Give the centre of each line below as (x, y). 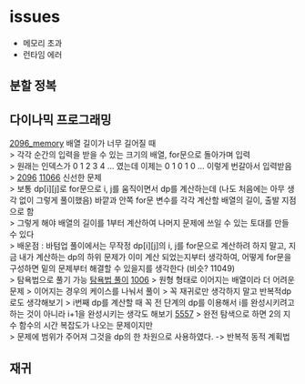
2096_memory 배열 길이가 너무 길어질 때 (83, 144)
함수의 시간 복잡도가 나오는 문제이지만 (86, 326)
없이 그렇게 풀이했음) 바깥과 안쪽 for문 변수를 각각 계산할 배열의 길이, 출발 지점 (158, 200)
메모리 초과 (42, 43)
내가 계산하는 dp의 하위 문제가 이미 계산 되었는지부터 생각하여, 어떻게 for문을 (155, 258)
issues (35, 17)
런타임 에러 (42, 54)
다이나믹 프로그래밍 (61, 120)
